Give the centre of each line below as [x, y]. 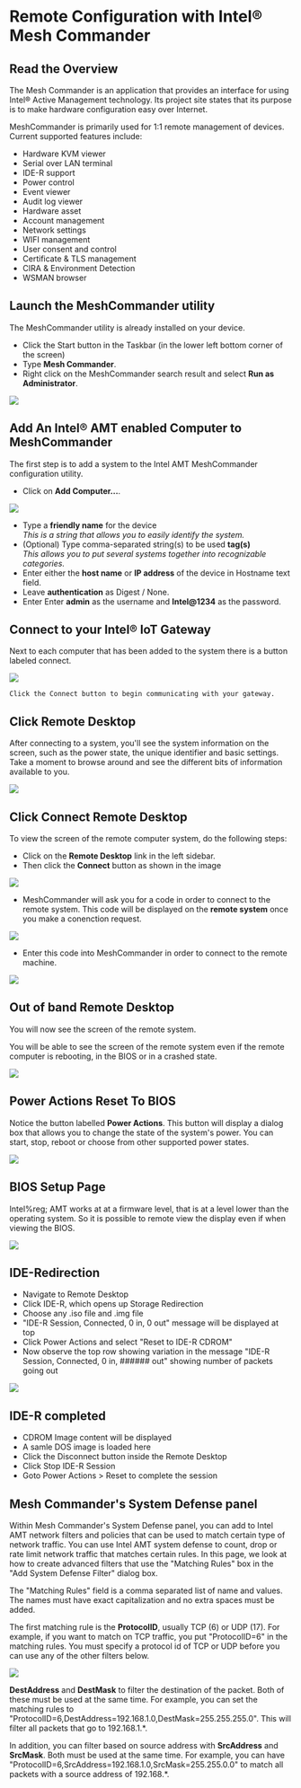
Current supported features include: [76, 136]
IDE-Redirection [55, 1273]
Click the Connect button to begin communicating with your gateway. [142, 694]
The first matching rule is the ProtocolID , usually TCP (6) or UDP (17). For [145, 1626]
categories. [44, 563]
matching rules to [42, 1709]
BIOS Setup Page [58, 1187]
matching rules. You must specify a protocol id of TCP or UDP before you [145, 1646]
